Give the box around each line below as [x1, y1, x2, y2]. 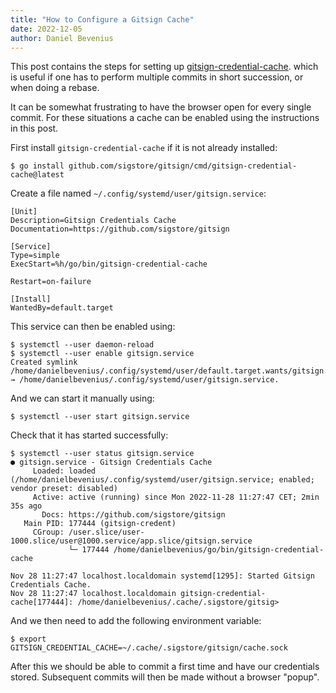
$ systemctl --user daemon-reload [10, 340, 155, 350]
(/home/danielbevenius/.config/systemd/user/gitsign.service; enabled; [10, 475, 315, 485]
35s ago [10, 501, 43, 511]
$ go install [10, 161, 65, 171]
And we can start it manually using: [10, 392, 155, 405]
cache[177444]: [10, 597, 74, 608]
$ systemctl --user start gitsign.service [10, 412, 190, 422]
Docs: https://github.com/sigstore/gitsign [41, 510, 226, 520]
